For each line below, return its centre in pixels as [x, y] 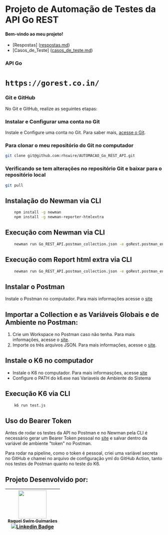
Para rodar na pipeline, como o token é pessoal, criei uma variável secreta [81, 453]
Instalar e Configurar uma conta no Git [52, 121]
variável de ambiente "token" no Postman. [48, 443]
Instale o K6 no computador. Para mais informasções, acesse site [80, 372]
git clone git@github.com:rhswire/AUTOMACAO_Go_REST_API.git [70, 156]
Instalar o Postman [35, 287]
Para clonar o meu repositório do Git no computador [69, 145]
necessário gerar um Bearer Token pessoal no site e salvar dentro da [76, 438]
